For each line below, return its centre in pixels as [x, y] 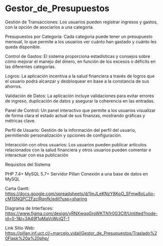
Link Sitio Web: [20, 228]
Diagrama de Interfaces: [29, 208]
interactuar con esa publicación [37, 155]
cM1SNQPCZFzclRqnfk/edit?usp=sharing [46, 199]
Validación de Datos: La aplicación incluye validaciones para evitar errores [80, 96]
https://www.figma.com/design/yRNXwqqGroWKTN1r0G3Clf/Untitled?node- [81, 213]
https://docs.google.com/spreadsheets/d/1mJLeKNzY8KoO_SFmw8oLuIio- [80, 193]
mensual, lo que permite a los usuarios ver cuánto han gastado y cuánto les [81, 41]
